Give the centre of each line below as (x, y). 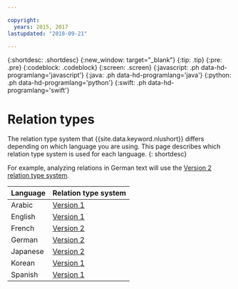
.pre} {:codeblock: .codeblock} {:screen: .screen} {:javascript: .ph (103, 68)
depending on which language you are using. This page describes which (114, 146)
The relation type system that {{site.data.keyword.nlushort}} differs (106, 139)
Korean (23, 263)
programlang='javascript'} (46, 75)
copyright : (24, 20)
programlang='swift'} (38, 91)
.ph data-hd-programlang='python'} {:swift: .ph (77, 83)
